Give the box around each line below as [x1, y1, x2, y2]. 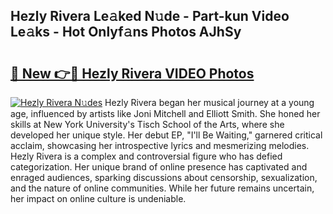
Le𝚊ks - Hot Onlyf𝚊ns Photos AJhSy [10, 24, 242, 41]
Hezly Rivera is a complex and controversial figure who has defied [10, 150, 283, 162]
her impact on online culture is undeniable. [10, 193, 187, 204]
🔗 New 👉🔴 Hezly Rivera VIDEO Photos [10, 65, 255, 82]
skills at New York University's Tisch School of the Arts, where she [10, 119, 285, 130]
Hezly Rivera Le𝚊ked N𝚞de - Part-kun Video [10, 8, 290, 25]
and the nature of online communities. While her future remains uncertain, [10, 182, 315, 194]
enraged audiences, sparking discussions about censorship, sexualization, [10, 172, 318, 183]
